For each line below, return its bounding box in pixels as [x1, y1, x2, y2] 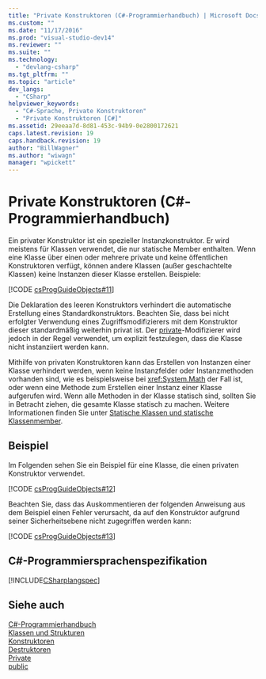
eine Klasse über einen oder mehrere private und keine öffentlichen [8, 252, 228, 262]
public [8, 662, 29, 671]
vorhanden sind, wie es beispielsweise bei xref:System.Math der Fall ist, [8, 374, 243, 384]
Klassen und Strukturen [8, 628, 85, 637]
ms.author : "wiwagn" [8, 151, 77, 159]
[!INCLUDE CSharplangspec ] [8, 575, 101, 585]
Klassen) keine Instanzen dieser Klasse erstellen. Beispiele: [8, 270, 202, 279]
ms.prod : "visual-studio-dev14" [8, 33, 115, 42]
